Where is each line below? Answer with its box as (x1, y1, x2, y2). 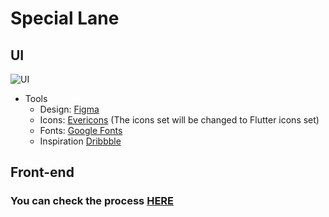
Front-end (10, 164, 75, 181)
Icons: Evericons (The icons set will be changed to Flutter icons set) (39, 114, 320, 126)
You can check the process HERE (10, 194, 175, 208)
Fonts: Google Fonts (39, 125, 123, 136)
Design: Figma (39, 103, 100, 115)
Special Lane (10, 7, 120, 30)
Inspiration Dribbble (39, 135, 122, 147)
